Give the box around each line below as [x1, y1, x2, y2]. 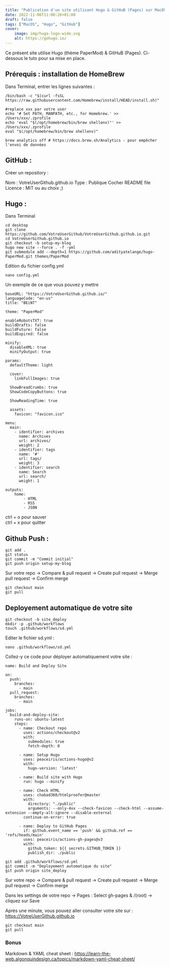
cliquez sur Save [5, 897, 40, 903]
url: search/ [18, 474, 47, 479]
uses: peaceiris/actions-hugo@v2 [23, 756, 94, 762]
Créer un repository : [5, 169, 49, 175]
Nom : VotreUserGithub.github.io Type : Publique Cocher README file [5, 179, 151, 186]
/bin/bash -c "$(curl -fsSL [5, 93, 65, 98]
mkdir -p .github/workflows [5, 621, 65, 626]
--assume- [143, 806, 164, 811]
